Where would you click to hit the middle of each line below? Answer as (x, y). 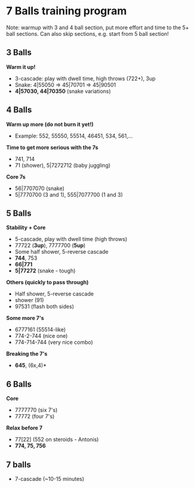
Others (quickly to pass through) (47, 282)
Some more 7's (25, 318)
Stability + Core (26, 228)
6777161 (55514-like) (40, 330)
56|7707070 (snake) (39, 188)
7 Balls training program (66, 11)
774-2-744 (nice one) (41, 336)
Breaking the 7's (27, 354)
